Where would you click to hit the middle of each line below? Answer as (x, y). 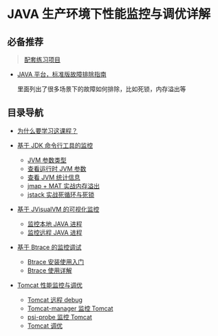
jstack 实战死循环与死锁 (61, 195)
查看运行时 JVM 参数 (57, 168)
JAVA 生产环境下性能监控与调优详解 (109, 14)
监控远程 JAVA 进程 (55, 233)
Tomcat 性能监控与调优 (50, 285)
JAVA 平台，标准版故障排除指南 (62, 74)
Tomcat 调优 (45, 326)
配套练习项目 (42, 60)
